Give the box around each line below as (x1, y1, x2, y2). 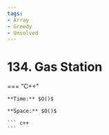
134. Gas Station (7, 60, 103, 75)
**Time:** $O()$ (7, 96, 54, 102)
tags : (7, 10, 23, 17)
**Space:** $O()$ (7, 108, 57, 115)
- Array (7, 17, 30, 24)
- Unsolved (7, 29, 39, 37)
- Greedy (7, 23, 32, 30)
